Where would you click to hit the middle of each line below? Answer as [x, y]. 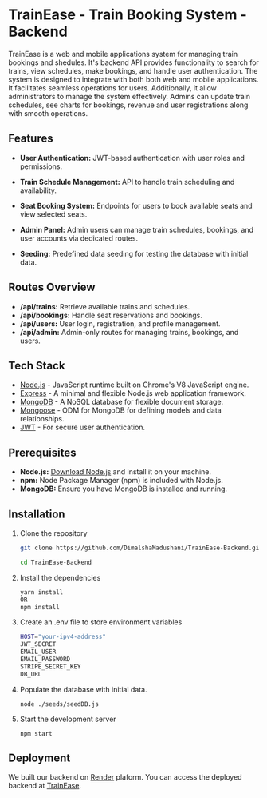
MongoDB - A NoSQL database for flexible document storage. [122, 402]
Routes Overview [52, 287]
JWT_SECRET [38, 644]
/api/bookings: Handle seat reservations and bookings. [111, 315]
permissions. [41, 166]
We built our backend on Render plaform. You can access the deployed [125, 777]
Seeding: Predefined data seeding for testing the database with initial [134, 253]
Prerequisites [42, 452]
